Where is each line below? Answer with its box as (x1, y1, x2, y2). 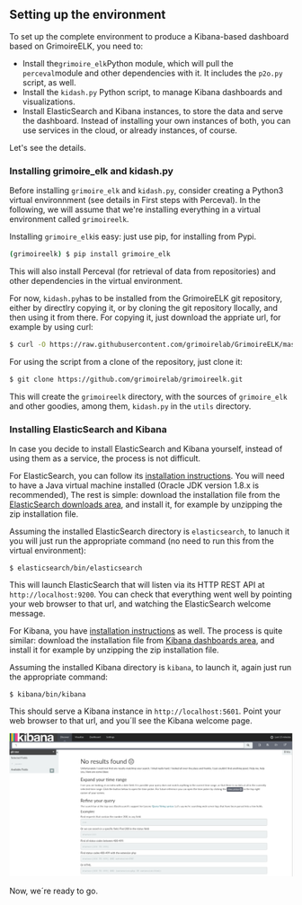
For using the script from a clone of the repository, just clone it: (9, 356, 243, 367)
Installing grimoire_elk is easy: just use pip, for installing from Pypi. (9, 231, 257, 242)
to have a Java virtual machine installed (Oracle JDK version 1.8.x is (9, 480, 259, 491)
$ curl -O (9, 340, 47, 349)
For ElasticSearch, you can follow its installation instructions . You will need (9, 471, 285, 482)
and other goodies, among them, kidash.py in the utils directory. (9, 400, 252, 412)
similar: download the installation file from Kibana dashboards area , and (9, 635, 275, 646)
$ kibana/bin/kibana (9, 690, 87, 699)
